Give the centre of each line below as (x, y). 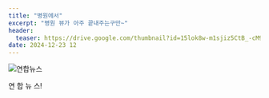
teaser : (28, 38)
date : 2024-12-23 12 (43, 45)
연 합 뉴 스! (25, 86)
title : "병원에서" (36, 16)
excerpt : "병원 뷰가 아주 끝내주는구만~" (68, 23)
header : (21, 30)
